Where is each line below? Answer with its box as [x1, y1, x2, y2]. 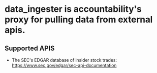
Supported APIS [4, 44, 55, 52]
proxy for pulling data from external [4, 14, 153, 25]
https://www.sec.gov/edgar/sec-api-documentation [11, 63, 117, 68]
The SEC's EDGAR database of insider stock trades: [11, 57, 117, 63]
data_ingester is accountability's [4, 3, 142, 15]
